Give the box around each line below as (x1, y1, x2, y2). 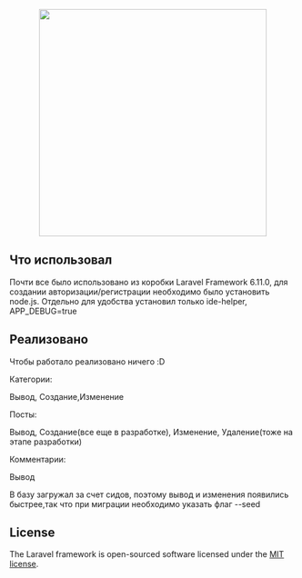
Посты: (9, 409, 37, 420)
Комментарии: (9, 453, 66, 464)
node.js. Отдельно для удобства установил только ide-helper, (9, 295, 247, 306)
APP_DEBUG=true (9, 305, 77, 316)
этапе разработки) (9, 436, 83, 447)
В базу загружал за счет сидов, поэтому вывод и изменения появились (9, 489, 289, 500)
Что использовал (9, 253, 113, 268)
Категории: (9, 374, 53, 384)
